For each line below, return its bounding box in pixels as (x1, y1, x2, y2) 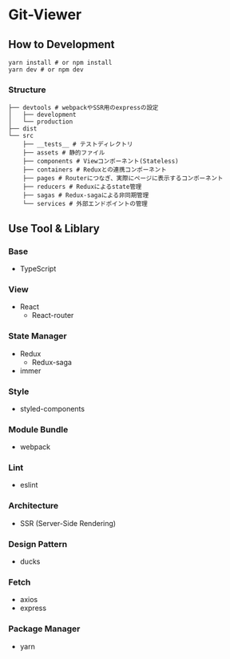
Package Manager (8, 623, 81, 634)
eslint (19, 480, 38, 490)
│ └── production (8, 118, 73, 126)
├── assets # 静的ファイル (22, 149, 105, 157)
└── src (8, 132, 34, 140)
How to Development (8, 38, 115, 51)
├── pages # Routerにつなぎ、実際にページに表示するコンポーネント (22, 175, 224, 183)
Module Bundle (8, 424, 69, 435)
